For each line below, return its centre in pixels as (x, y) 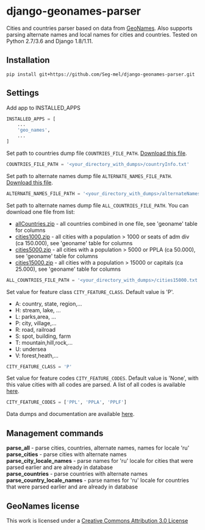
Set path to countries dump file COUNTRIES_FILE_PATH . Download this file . (97, 153)
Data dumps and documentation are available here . (70, 414)
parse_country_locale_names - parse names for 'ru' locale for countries (98, 481)
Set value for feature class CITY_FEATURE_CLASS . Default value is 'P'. (90, 292)
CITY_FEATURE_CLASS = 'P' (39, 367)
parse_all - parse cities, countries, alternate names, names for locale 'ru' (98, 448)
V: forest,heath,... (37, 356)
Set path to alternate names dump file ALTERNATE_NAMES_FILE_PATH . (89, 176)
